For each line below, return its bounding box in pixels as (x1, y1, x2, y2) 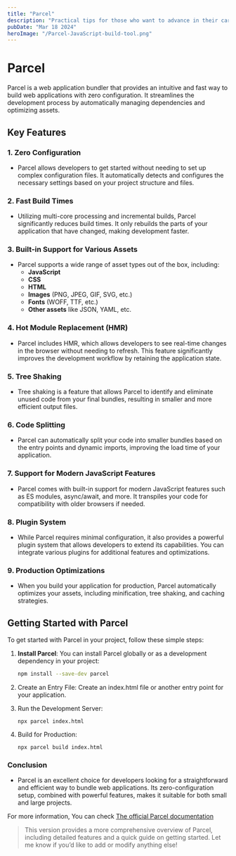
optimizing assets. (7, 106, 60, 115)
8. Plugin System (7, 517, 67, 527)
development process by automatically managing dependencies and (7, 99, 205, 107)
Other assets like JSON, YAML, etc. (27, 306, 132, 314)
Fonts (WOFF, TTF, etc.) (27, 298, 98, 306)
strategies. (17, 596, 49, 605)
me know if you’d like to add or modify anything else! (24, 841, 178, 849)
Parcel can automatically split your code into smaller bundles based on (17, 436, 223, 444)
